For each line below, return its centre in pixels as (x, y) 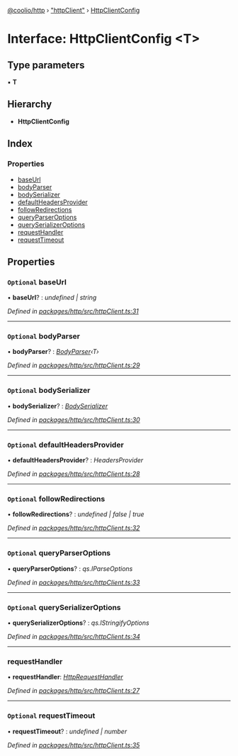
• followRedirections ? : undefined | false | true (76, 514)
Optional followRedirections (56, 499)
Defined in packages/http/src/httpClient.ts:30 (74, 419)
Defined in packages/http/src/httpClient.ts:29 (74, 365)
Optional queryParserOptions (59, 553)
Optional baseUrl (37, 282)
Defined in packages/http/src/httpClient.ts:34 (74, 636)
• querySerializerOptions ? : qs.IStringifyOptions (79, 623)
